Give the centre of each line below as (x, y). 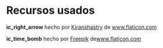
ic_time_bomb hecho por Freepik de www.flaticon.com (74, 38)
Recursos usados (51, 10)
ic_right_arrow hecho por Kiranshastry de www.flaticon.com (81, 27)
